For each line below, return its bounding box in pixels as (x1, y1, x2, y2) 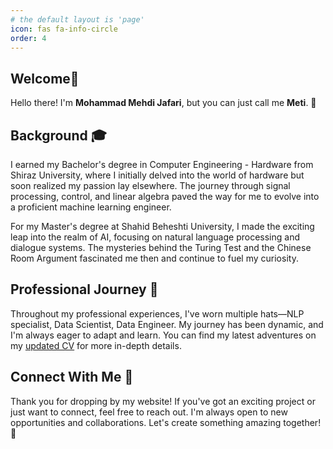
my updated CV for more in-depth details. (10, 339, 182, 351)
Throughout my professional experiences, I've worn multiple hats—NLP (10, 307, 305, 320)
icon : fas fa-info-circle (10, 24, 118, 34)
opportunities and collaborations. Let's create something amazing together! (10, 416, 322, 428)
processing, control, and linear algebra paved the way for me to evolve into (10, 191, 320, 202)
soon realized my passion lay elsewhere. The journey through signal (10, 180, 291, 191)
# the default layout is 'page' (10, 14, 145, 25)
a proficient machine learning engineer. (10, 201, 172, 213)
